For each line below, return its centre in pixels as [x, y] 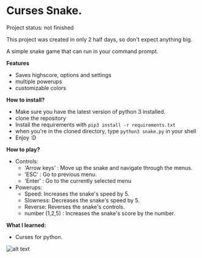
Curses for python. [39, 237]
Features [18, 63]
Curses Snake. [44, 11]
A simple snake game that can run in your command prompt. [82, 51]
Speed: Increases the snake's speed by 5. [77, 194]
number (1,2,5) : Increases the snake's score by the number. [100, 213]
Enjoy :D [26, 138]
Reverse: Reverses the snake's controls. [74, 207]
